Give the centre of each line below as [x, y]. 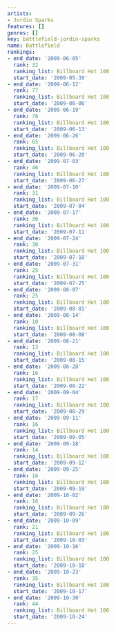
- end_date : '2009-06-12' [44, 84]
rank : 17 [26, 399]
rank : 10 [26, 322]
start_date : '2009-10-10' [51, 566]
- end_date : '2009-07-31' [44, 264]
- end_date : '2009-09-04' [44, 392]
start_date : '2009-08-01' [51, 309]
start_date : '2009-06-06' [51, 104]
